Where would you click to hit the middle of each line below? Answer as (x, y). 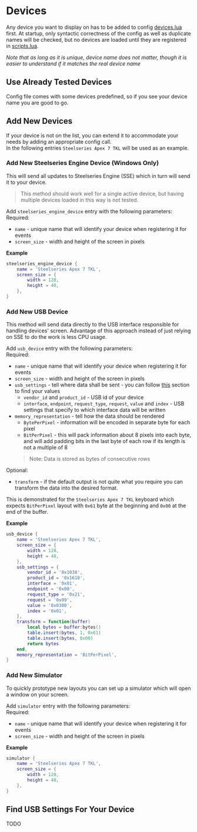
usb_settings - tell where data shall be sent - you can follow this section (102, 385)
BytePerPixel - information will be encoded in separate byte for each (107, 422)
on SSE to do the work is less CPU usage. (56, 337)
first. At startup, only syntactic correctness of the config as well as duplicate (98, 33)
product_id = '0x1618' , (56, 578)
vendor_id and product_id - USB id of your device (84, 397)
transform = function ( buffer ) (54, 622)
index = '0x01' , (47, 611)
